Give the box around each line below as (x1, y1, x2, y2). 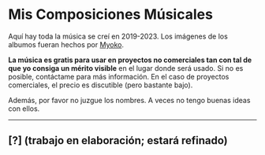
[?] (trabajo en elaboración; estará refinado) (8, 134, 228, 147)
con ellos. (8, 104, 40, 113)
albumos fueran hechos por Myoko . (8, 39, 125, 49)
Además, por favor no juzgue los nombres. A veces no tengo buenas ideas (8, 95, 251, 105)
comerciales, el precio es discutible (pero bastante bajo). (8, 80, 193, 90)
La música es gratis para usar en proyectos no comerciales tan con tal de (8, 55, 252, 65)
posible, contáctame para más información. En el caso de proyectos (8, 72, 230, 81)
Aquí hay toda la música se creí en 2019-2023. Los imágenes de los (8, 31, 229, 41)
